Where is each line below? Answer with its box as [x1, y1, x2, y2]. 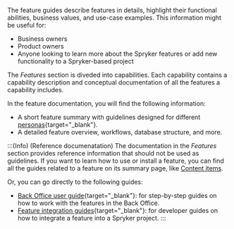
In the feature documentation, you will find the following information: [7, 99, 206, 108]
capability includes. [7, 86, 64, 94]
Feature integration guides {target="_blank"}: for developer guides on [17, 206, 218, 214]
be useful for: [7, 21, 47, 29]
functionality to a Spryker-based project [17, 57, 134, 66]
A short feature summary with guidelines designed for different [17, 113, 201, 121]
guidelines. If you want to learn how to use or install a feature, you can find [7, 156, 224, 165]
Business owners [17, 35, 68, 43]
